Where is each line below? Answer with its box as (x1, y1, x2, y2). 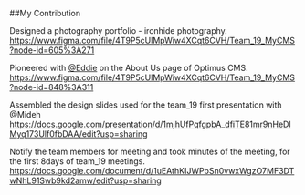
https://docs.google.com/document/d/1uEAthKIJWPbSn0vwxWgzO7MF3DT (9, 166, 295, 176)
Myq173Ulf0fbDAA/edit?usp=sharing (9, 128, 148, 139)
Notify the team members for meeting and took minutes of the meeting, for (9, 146, 290, 157)
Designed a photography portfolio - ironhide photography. (9, 26, 228, 36)
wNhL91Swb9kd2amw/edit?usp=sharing (9, 175, 162, 186)
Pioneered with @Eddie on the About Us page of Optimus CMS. (9, 63, 248, 73)
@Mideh (9, 109, 41, 119)
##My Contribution (9, 8, 81, 18)
